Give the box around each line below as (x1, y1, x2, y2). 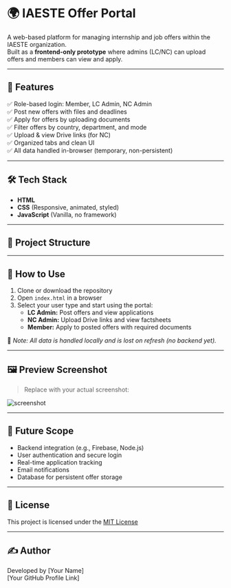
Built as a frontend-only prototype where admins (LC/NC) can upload (7, 48, 206, 56)
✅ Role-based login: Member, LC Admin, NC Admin (7, 99, 153, 108)
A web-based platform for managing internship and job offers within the (7, 32, 211, 41)
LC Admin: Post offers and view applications (27, 308, 154, 317)
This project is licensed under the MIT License (7, 518, 139, 526)
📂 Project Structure (7, 236, 91, 248)
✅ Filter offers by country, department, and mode (7, 123, 147, 131)
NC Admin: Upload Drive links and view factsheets (27, 316, 172, 324)
